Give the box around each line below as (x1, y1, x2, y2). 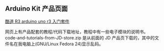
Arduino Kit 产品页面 (5, 4, 68, 13)
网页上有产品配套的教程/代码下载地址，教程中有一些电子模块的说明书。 (5, 29, 148, 34)
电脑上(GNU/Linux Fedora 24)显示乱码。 (22, 41, 104, 47)
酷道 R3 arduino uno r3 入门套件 (5, 18, 70, 24)
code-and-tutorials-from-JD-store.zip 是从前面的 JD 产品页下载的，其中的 (5, 34, 155, 40)
